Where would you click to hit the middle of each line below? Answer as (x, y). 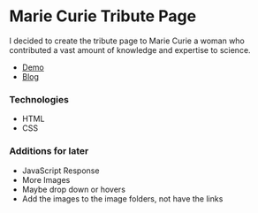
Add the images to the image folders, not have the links (122, 198)
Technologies (39, 99)
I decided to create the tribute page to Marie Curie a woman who (127, 41)
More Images (46, 179)
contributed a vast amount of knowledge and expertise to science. (130, 49)
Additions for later (49, 151)
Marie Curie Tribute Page (103, 16)
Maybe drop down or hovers (74, 189)
